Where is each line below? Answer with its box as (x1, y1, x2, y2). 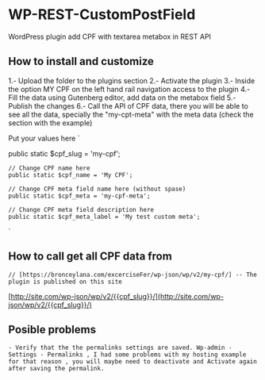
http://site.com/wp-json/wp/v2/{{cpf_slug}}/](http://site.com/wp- (10, 291, 225, 301)
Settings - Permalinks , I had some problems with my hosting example (8, 351, 247, 359)
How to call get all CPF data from (8, 250, 172, 263)
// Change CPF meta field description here (8, 205, 155, 213)
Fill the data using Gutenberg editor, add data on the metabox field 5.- (8, 93, 236, 102)
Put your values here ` (8, 133, 81, 143)
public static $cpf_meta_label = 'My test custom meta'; (8, 213, 201, 221)
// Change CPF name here (8, 164, 90, 172)
